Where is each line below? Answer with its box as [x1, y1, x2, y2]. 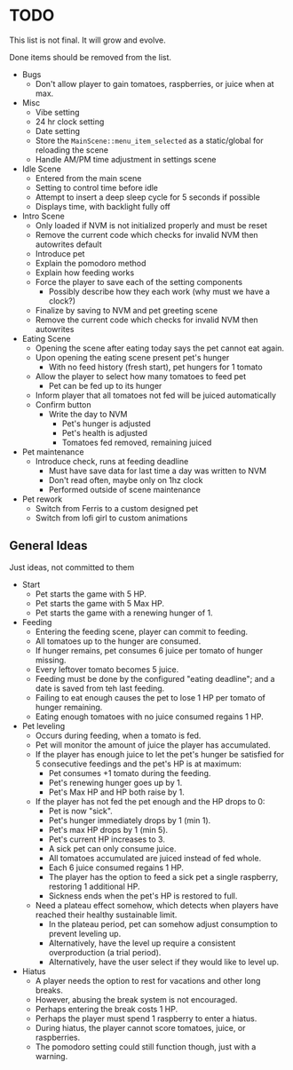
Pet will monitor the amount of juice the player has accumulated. [35, 739, 271, 750]
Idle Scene [21, 163, 62, 174]
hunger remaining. [35, 701, 103, 712]
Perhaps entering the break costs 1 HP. [35, 1003, 178, 1014]
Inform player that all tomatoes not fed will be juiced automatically [35, 390, 277, 400]
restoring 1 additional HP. [48, 881, 140, 892]
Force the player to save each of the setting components [35, 276, 242, 287]
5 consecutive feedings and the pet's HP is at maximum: [35, 758, 242, 769]
